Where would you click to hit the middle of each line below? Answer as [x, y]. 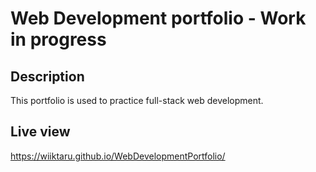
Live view [40, 132]
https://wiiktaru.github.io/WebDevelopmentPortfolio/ [118, 156]
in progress [58, 39]
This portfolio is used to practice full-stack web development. [137, 100]
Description [47, 76]
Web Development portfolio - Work [158, 18]
